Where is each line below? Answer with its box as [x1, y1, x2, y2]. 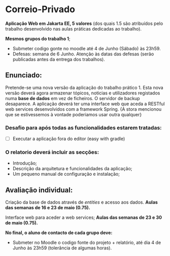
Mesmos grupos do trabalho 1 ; [5, 36, 71, 42]
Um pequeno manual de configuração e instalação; [12, 171, 120, 177]
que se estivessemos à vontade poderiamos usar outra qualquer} [5, 111, 142, 117]
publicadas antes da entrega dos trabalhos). [12, 56, 105, 62]
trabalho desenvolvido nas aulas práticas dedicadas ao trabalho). [5, 25, 142, 31]
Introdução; [12, 160, 37, 166]
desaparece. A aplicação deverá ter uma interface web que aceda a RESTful [5, 101, 165, 107]
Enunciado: [5, 71, 42, 80]
